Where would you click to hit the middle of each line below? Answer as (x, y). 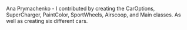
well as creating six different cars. (47, 21)
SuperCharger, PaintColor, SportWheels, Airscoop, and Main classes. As (93, 15)
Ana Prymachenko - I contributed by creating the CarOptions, (81, 9)
